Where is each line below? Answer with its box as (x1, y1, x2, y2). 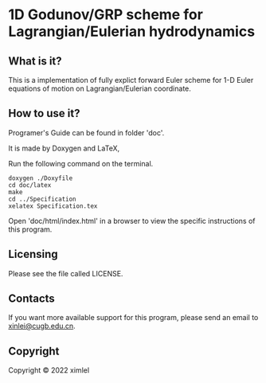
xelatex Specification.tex (8, 201, 98, 210)
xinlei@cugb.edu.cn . (8, 321, 76, 331)
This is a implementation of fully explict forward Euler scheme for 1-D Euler (8, 76, 254, 84)
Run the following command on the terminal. (8, 158, 154, 168)
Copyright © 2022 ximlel (8, 365, 90, 375)
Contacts (8, 292, 56, 306)
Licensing (8, 248, 58, 261)
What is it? (8, 54, 62, 68)
